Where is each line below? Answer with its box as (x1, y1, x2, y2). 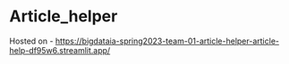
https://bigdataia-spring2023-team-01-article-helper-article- (55, 36, 280, 46)
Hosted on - (9, 36, 54, 46)
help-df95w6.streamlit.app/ (9, 44, 111, 55)
